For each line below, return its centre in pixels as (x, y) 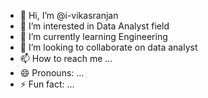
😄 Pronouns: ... (52, 73)
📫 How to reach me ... (66, 58)
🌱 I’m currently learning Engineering (93, 36)
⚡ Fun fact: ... (47, 84)
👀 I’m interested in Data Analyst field (94, 26)
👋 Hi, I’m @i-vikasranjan (69, 15)
